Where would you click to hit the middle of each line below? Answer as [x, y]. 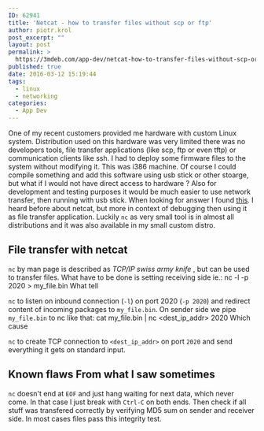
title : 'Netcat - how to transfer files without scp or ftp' [110, 23]
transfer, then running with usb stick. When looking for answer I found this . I [131, 200]
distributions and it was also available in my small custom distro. [112, 225]
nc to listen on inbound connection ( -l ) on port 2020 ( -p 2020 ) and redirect [129, 301]
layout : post [29, 45]
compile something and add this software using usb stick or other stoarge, [128, 175]
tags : [17, 81]
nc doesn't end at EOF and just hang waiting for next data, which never [121, 393]
